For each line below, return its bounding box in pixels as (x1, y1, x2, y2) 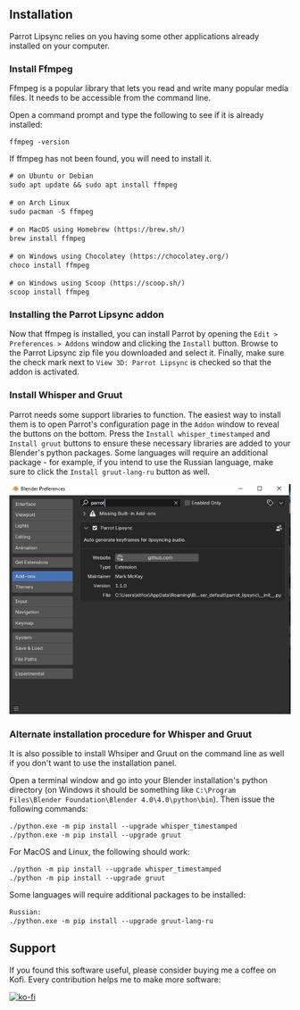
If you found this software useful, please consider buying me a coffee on (9, 964, 277, 975)
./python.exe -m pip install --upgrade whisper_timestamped (9, 822, 238, 831)
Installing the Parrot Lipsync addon (9, 308, 164, 321)
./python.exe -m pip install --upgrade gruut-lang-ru (9, 916, 214, 925)
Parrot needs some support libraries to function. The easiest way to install (9, 409, 281, 420)
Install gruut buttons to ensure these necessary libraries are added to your (9, 438, 291, 448)
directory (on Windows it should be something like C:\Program (9, 784, 237, 795)
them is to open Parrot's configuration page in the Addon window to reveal (9, 419, 279, 430)
